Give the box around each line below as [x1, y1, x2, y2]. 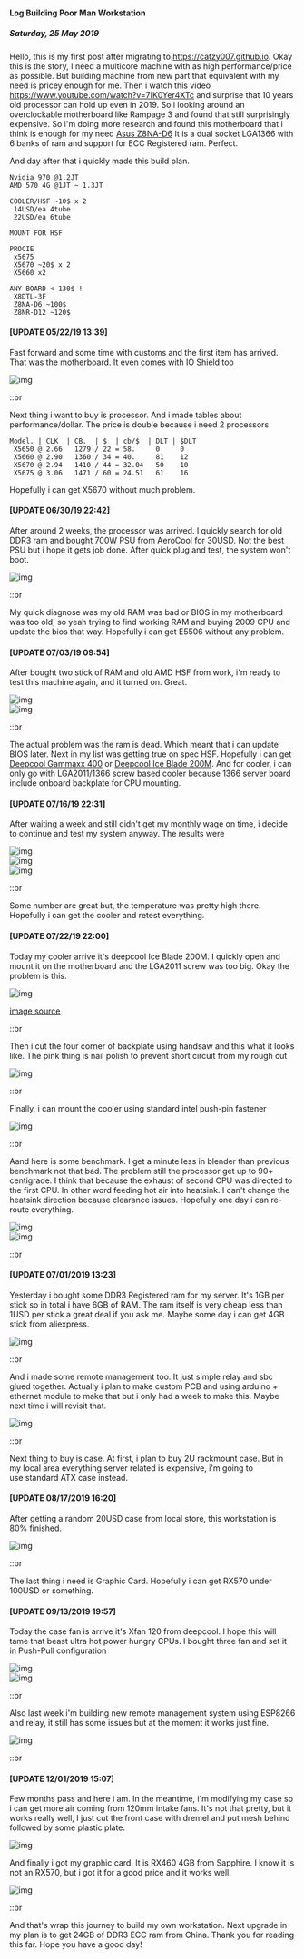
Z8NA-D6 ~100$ [13, 299, 67, 309]
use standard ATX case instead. [9, 1472, 129, 1483]
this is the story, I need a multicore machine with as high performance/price [9, 60, 292, 72]
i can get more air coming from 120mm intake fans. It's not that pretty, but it [9, 1803, 292, 1814]
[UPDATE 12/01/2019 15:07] [9, 1773, 115, 1784]
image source [9, 1005, 61, 1016]
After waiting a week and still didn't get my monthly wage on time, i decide [9, 818, 289, 829]
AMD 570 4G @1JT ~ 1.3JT [9, 181, 103, 190]
